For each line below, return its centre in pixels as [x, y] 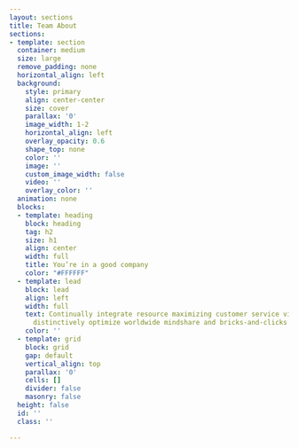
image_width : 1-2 [57, 125]
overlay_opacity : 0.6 [65, 141]
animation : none [47, 199]
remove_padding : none [57, 67]
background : [39, 83]
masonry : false [53, 397]
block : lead [47, 289]
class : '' [35, 421]
